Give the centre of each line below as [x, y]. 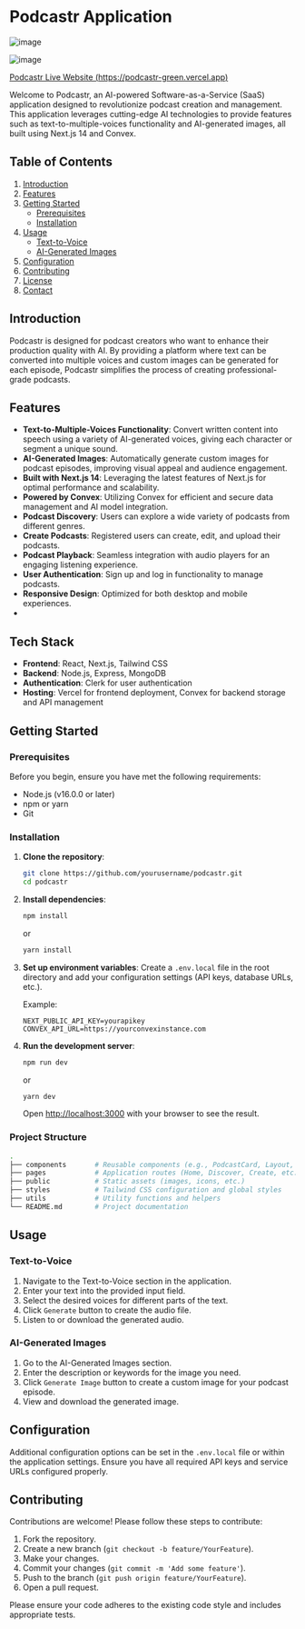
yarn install [47, 950]
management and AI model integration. [95, 507]
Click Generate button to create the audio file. [107, 1310]
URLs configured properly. [59, 1471]
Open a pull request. [61, 1587]
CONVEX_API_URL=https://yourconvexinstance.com [114, 1029]
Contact [37, 290]
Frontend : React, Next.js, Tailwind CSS [95, 664]
